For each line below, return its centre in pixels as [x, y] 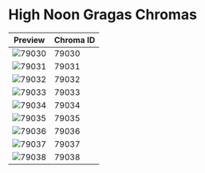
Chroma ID [75, 40]
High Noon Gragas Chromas [103, 15]
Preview [29, 40]
